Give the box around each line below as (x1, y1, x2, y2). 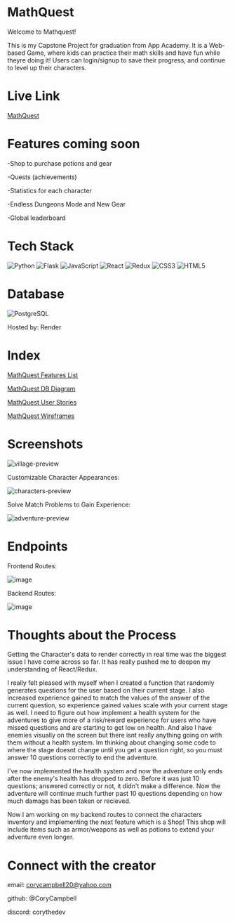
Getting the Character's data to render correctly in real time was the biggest (7, 650, 227, 659)
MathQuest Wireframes (7, 412, 75, 420)
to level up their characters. (7, 63, 87, 72)
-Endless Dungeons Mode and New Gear (7, 199, 126, 208)
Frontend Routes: (7, 561, 58, 570)
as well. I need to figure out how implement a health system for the (7, 709, 200, 717)
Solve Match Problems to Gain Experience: (7, 500, 131, 509)
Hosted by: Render (7, 322, 62, 331)
